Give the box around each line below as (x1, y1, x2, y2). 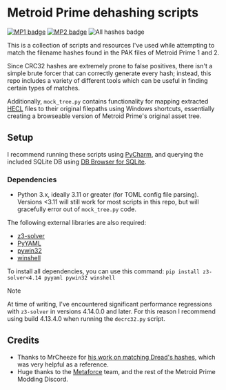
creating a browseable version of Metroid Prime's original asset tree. (7, 112, 202, 120)
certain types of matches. (7, 84, 81, 92)
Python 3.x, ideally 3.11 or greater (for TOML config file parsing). (17, 191, 199, 199)
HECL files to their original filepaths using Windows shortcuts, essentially (7, 104, 215, 113)
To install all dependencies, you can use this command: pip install (7, 267, 200, 275)
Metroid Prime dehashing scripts (7, 5, 199, 21)
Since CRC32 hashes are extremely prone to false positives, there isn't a (7, 61, 213, 70)
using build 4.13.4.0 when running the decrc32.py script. (7, 315, 165, 323)
